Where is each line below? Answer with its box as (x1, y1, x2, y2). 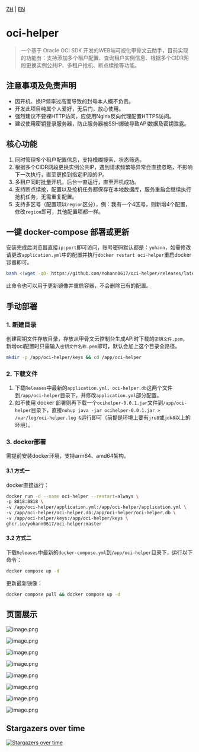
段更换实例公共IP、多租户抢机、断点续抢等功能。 (20, 61, 140, 68)
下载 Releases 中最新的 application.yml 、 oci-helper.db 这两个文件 (14, 384, 173, 392)
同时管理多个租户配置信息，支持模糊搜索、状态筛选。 (14, 156, 145, 163)
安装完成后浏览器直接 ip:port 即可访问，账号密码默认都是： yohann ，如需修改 (6, 244, 191, 251)
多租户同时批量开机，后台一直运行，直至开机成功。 (14, 178, 140, 185)
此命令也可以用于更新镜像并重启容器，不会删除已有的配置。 (6, 282, 152, 290)
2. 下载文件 (6, 369, 38, 377)
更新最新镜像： (6, 580, 43, 587)
